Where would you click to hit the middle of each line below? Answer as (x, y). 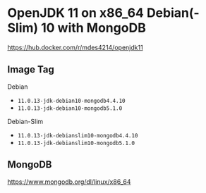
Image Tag (31, 69)
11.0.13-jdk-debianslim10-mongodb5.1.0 (76, 143)
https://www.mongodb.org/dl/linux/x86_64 (69, 182)
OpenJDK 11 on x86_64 (76, 13)
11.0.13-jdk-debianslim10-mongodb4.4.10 (78, 135)
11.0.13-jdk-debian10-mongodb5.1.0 (70, 108)
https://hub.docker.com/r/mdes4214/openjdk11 (75, 47)
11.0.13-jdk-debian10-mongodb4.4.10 (71, 101)
